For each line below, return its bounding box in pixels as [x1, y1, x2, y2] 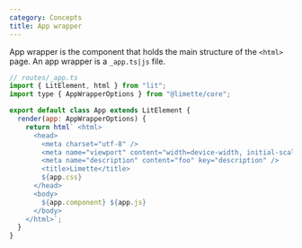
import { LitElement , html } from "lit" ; [9, 82, 167, 91]
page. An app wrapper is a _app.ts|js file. [9, 56, 166, 66]
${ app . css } [41, 173, 83, 182]
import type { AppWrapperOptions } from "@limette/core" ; [9, 90, 231, 99]
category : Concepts [9, 13, 83, 22]
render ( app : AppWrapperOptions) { [17, 114, 147, 123]
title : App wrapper [9, 22, 83, 31]
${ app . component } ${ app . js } [41, 198, 147, 207]
